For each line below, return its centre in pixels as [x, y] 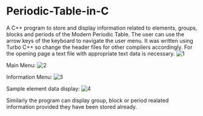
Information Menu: [29, 77]
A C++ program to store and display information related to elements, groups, [102, 28]
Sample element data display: [43, 88]
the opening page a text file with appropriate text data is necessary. [91, 53]
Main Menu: [21, 65]
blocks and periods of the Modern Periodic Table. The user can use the [95, 34]
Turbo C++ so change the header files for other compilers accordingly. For [99, 47]
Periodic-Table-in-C [58, 11]
